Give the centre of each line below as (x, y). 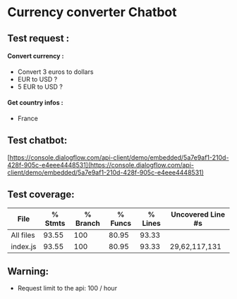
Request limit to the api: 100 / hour (67, 288)
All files (23, 235)
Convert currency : (36, 56)
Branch (88, 223)
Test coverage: (41, 195)
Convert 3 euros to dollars (55, 72)
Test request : (38, 38)
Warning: (28, 271)
